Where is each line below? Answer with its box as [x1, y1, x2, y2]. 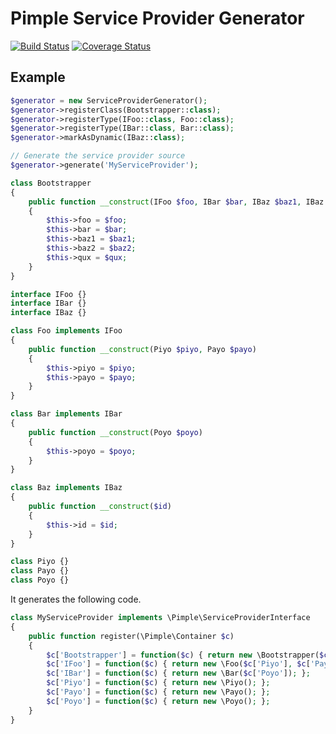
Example [10, 69, 66, 86]
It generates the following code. [10, 593, 142, 605]
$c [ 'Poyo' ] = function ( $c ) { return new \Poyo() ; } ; [46, 696, 271, 706]
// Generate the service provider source [10, 151, 186, 161]
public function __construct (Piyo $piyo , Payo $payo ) [28, 344, 257, 354]
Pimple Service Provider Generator [10, 7, 305, 30]
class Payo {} [10, 566, 70, 576]
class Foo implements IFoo [10, 326, 123, 336]
